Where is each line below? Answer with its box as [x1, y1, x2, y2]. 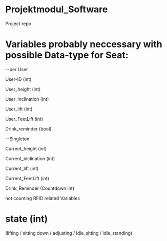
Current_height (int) [5, 145, 47, 151]
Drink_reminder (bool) [5, 125, 52, 132]
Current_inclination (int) [5, 155, 55, 162]
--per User [5, 66, 28, 72]
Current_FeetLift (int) [5, 175, 50, 181]
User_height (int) [5, 86, 41, 92]
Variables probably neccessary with [5, 38, 162, 50]
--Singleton [5, 136, 30, 142]
